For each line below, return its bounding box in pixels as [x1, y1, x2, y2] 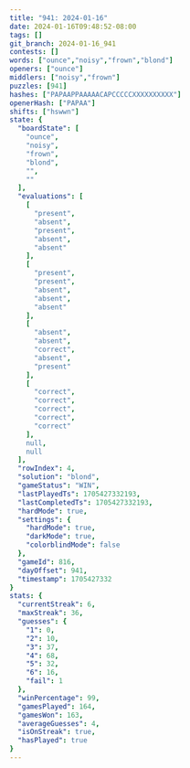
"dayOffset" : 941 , [17, 566, 89, 575]
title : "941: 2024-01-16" [9, 13, 108, 23]
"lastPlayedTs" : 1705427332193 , [17, 489, 142, 498]
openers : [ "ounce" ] [9, 65, 84, 74]
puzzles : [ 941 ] [9, 81, 68, 91]
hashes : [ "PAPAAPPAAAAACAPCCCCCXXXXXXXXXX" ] [9, 90, 182, 99]
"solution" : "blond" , [17, 473, 100, 482]
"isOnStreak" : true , [17, 728, 96, 737]
